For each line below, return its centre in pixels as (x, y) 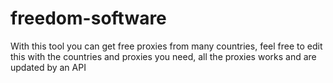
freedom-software (88, 18)
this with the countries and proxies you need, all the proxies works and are (163, 56)
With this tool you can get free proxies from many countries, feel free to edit (166, 46)
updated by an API (48, 67)
